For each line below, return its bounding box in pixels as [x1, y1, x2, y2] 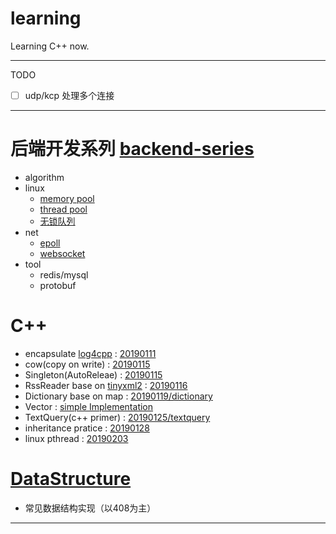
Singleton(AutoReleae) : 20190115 [24, 368, 163, 381]
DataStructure [10, 468, 132, 491]
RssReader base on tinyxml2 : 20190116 [24, 379, 188, 391]
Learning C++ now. [10, 40, 90, 52]
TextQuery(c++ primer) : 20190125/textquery [24, 411, 211, 423]
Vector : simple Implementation [24, 400, 154, 412]
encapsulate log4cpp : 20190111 [24, 347, 157, 359]
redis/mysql [39, 268, 89, 281]
